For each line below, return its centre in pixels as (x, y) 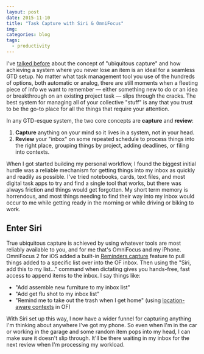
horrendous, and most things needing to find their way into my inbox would (100, 196)
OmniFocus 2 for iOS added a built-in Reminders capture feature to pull (96, 256)
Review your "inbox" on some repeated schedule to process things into (105, 139)
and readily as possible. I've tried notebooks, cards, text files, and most (96, 176)
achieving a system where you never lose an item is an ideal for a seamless (101, 70)
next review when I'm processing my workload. (65, 344)
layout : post (23, 12)
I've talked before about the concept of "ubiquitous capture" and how (93, 63)
